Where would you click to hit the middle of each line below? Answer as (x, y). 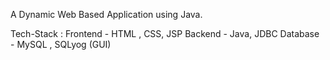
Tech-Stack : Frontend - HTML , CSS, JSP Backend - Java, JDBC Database (165, 33)
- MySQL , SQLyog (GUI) (61, 44)
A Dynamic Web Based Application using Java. (106, 14)
